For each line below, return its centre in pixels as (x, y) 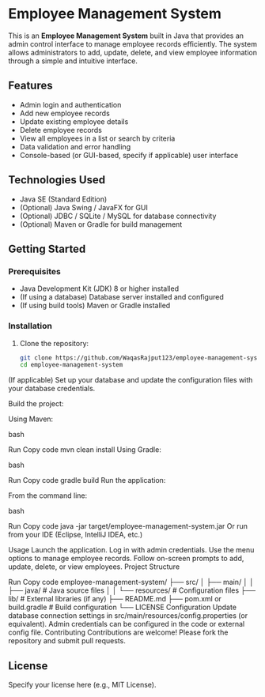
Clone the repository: (54, 343)
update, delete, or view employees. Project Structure (94, 567)
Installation (30, 326)
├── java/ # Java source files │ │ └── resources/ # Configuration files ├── (132, 590)
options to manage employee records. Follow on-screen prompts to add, (126, 559)
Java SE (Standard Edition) (63, 199)
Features (30, 86)
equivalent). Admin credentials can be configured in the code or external (127, 624)
